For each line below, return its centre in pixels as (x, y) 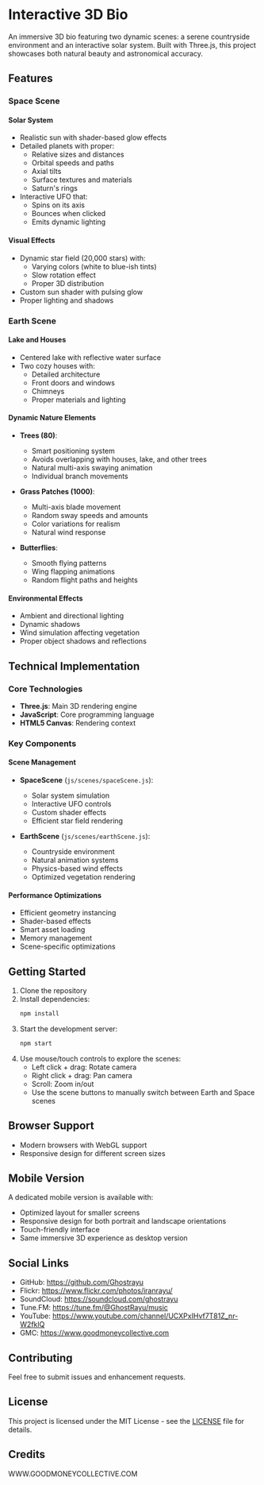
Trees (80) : (38, 435)
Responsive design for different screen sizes (92, 1153)
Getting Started (47, 971)
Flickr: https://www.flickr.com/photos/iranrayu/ (96, 1291)
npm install (39, 1014)
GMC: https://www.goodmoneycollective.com (94, 1333)
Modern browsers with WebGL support (83, 1145)
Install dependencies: (55, 1000)
